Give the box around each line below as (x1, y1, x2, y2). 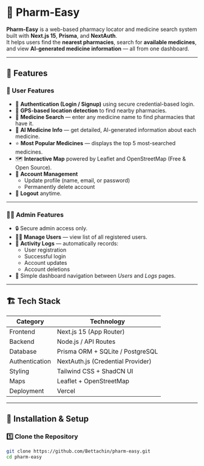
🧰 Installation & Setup (6, 414, 89, 424)
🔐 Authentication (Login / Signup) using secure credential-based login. (15, 100, 195, 108)
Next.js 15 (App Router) (56, 327, 125, 336)
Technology (90, 317, 126, 326)
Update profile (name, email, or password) (24, 176, 131, 184)
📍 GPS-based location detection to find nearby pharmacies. (15, 106, 167, 114)
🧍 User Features (6, 86, 55, 95)
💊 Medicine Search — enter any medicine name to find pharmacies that (15, 113, 195, 120)
